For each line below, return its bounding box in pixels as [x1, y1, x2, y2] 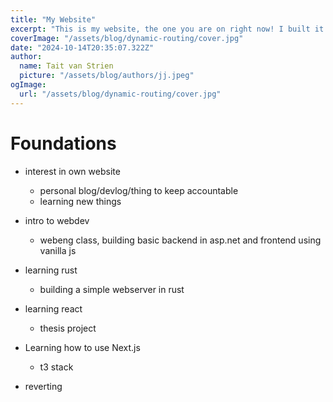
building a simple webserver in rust [39, 283, 185, 295]
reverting [24, 380, 63, 392]
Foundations [10, 132, 117, 155]
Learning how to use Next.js [24, 341, 141, 353]
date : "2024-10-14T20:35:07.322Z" [10, 42, 155, 53]
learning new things [39, 195, 122, 207]
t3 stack [39, 361, 74, 373]
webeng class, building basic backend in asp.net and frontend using [39, 234, 322, 246]
